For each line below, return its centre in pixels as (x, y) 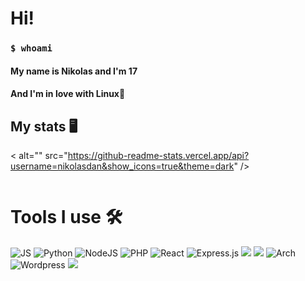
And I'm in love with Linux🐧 (68, 94)
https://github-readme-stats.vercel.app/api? (158, 156)
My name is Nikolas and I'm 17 (74, 71)
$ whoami (31, 48)
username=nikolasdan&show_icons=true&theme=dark (122, 166)
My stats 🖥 (44, 126)
